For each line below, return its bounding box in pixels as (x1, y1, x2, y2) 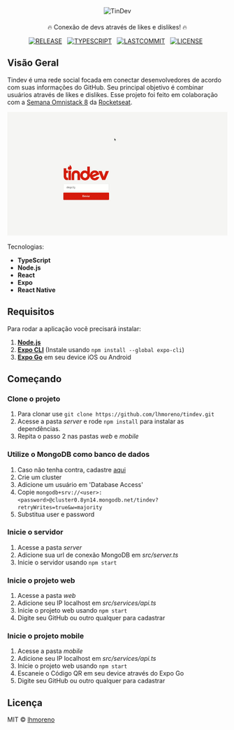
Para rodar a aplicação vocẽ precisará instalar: (7, 324, 141, 333)
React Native (17, 286, 56, 294)
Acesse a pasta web (17, 592, 76, 600)
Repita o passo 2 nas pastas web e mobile (17, 432, 139, 441)
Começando (7, 373, 62, 385)
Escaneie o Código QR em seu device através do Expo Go (17, 669, 184, 678)
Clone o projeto (7, 394, 61, 404)
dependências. (17, 425, 61, 433)
